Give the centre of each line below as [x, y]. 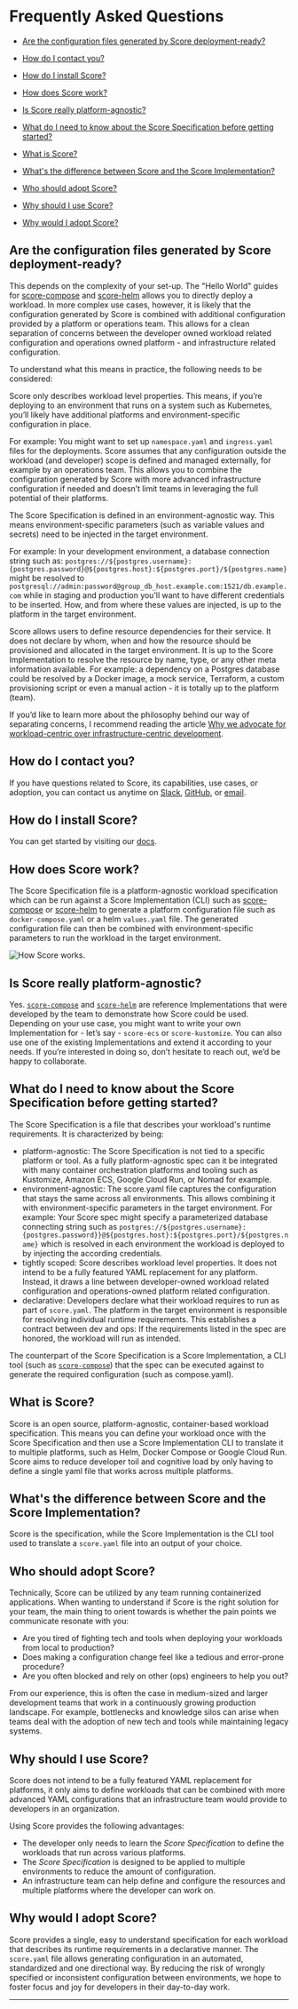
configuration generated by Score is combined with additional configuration [147, 314]
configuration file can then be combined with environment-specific [131, 929]
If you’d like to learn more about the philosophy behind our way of [129, 714]
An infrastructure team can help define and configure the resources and [153, 1881]
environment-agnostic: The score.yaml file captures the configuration [149, 1189]
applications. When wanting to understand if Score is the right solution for [144, 1602]
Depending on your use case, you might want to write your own [125, 1023]
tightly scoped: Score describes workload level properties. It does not [149, 1263]
